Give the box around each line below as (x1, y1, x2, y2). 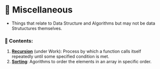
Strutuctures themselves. (11, 25, 62, 31)
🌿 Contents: (4, 37, 34, 44)
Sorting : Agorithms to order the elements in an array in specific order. (11, 59, 152, 65)
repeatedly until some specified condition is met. (11, 54, 109, 59)
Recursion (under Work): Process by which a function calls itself (11, 48, 142, 55)
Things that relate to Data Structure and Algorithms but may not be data (11, 20, 156, 26)
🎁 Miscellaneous (4, 4, 73, 15)
